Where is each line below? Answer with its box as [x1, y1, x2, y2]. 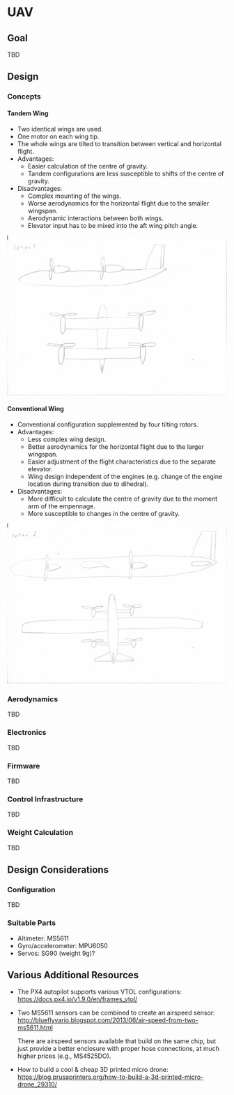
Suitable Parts [7, 918, 56, 928]
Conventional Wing [7, 405, 64, 413]
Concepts [7, 92, 42, 101]
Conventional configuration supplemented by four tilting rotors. [17, 420, 198, 429]
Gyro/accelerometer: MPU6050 [17, 941, 108, 950]
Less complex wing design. [27, 435, 107, 443]
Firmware [7, 761, 40, 771]
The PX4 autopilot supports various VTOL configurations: [17, 987, 182, 996]
